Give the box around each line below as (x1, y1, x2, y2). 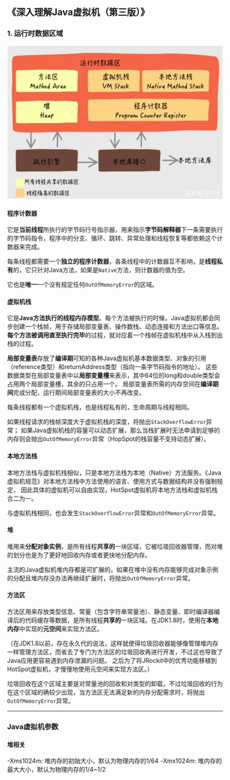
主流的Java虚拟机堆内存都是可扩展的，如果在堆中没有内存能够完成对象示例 (7, 565, 219, 574)
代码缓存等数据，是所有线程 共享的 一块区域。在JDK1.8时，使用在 (25, 616, 207, 624)
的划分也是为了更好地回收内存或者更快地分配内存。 (7, 551, 151, 559)
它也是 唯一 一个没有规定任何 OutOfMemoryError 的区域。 (7, 281, 159, 289)
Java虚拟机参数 (7, 722, 59, 731)
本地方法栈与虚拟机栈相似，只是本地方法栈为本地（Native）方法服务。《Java (7, 469, 222, 477)
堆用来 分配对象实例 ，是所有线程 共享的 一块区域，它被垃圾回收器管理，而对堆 (7, 542, 223, 550)
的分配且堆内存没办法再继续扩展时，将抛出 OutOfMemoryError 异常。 (7, 574, 194, 582)
